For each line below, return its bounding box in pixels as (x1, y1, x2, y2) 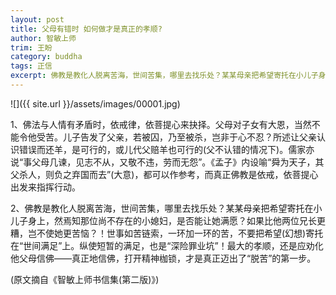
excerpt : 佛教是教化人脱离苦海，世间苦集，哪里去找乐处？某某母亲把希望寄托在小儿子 (10, 71, 319, 81)
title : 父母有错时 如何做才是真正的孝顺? (10, 24, 163, 34)
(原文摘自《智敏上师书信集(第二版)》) (10, 273, 160, 285)
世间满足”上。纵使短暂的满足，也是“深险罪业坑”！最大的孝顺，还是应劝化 (23, 239, 324, 251)
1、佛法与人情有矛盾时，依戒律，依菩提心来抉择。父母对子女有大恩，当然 (10, 118, 312, 130)
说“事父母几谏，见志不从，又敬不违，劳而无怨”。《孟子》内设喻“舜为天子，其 (10, 156, 325, 168)
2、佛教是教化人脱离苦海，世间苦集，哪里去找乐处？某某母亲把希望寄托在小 (10, 202, 323, 214)
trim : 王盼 (10, 42, 53, 53)
